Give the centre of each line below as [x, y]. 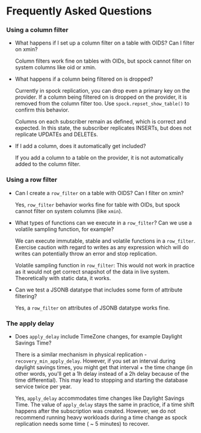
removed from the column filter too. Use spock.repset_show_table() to [102, 104]
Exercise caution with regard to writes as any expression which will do [102, 247]
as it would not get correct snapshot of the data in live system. [92, 272]
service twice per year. [43, 387]
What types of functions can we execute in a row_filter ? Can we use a [104, 223]
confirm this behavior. [42, 110]
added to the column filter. [48, 164]
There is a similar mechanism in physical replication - [81, 355]
